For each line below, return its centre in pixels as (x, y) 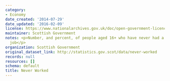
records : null (20, 57)
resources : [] (20, 61)
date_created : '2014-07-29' (35, 19)
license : (14, 29)
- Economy (16, 15)
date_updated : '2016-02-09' (35, 24)
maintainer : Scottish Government (40, 33)
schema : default (22, 66)
